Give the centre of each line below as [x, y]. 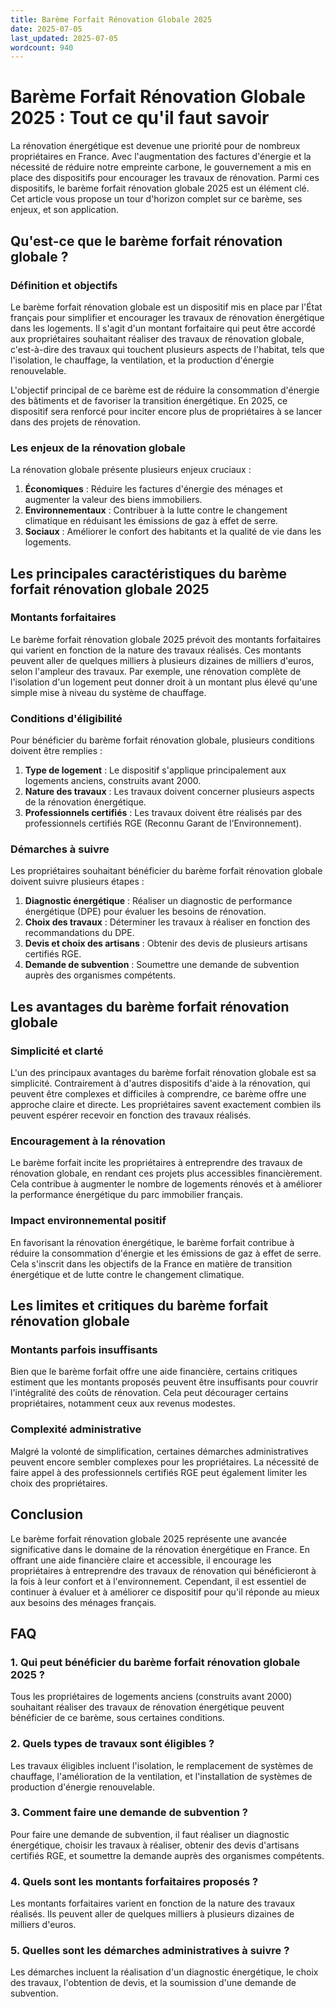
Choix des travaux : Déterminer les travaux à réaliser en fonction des [167, 922]
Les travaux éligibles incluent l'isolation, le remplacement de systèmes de [162, 1765]
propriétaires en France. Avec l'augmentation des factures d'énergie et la [161, 157]
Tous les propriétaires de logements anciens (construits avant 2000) [151, 1697]
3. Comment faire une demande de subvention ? [129, 1813]
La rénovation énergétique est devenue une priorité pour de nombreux [155, 146]
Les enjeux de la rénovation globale [98, 448]
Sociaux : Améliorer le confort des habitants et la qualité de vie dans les [173, 532]
